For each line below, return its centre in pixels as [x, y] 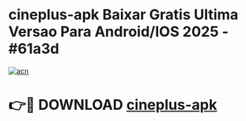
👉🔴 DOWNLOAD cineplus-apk [113, 105]
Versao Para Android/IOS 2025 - [119, 32]
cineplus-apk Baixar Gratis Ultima [123, 15]
